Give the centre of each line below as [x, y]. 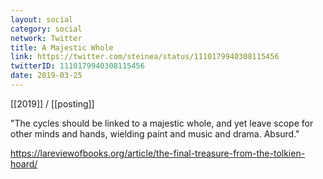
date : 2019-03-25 [46, 76]
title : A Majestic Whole [62, 47]
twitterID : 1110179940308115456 [77, 66]
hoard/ [24, 163]
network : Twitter [46, 38]
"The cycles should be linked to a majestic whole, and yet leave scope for [162, 123]
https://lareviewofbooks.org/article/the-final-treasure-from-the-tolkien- [158, 153]
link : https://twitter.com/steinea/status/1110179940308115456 [145, 57]
